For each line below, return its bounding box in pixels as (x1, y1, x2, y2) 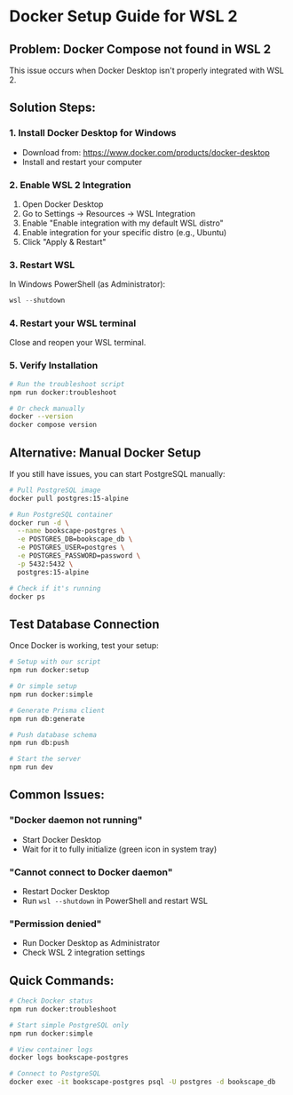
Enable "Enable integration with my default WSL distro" (21, 218, 224, 228)
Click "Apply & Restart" (21, 236, 107, 247)
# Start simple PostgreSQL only (9, 1020, 129, 1029)
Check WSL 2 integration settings (21, 948, 146, 958)
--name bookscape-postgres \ (17, 527, 125, 536)
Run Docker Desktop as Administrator (21, 938, 161, 948)
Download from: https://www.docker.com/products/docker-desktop (21, 147, 271, 157)
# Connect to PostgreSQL (9, 1069, 101, 1078)
